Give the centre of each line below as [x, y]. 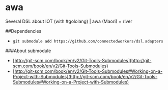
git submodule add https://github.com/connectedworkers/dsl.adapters [88, 41]
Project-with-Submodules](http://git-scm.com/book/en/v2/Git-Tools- [85, 76]
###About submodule [28, 51]
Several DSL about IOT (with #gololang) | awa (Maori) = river [69, 21]
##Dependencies [23, 31]
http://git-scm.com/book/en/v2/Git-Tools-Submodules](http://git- [83, 60]
